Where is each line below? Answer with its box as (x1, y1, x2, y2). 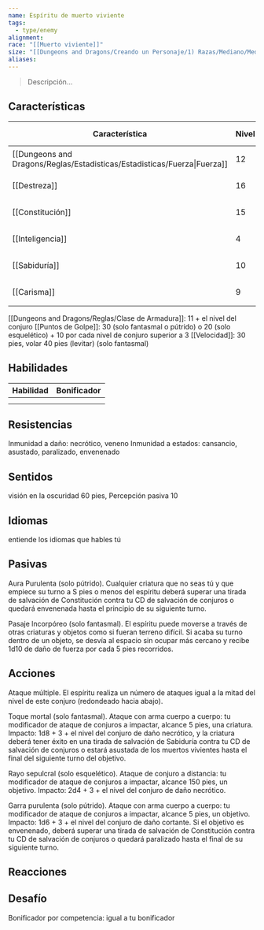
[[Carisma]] (12, 286, 56, 297)
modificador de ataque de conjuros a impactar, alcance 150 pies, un (8, 777, 228, 787)
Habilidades (8, 362, 68, 375)
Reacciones (8, 865, 68, 879)
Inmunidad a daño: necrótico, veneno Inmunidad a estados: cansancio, (8, 439, 238, 448)
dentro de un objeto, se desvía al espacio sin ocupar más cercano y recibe (8, 635, 250, 645)
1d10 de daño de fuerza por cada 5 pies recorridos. (8, 644, 174, 653)
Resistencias (8, 418, 73, 431)
